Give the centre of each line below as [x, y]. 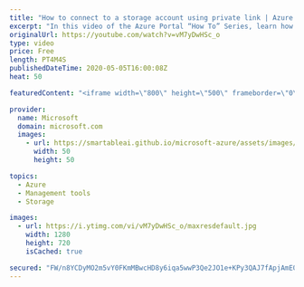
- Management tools [54, 193]
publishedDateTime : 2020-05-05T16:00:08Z [89, 69]
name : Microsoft [48, 118]
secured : [26, 268]
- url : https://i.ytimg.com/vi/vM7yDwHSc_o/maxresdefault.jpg [137, 226]
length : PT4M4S [38, 60]
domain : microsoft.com [60, 126]
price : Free [32, 52]
